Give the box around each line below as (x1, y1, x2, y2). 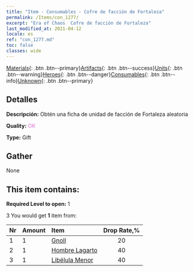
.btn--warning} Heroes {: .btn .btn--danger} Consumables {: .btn (6, 70, 160, 78)
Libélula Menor (51, 256, 94, 264)
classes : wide (6, 48, 42, 54)
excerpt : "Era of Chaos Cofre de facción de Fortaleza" (6, 20, 151, 26)
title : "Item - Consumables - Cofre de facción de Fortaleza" (6, 8, 165, 15)
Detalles (6, 94, 38, 105)
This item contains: (6, 184, 80, 195)
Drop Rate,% (103, 226, 140, 235)
